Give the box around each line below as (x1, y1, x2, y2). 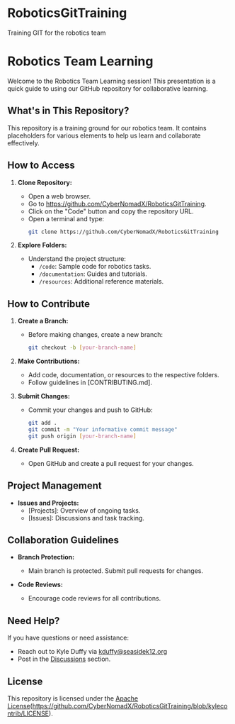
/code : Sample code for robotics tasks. (38, 262, 151, 271)
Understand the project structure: (28, 255, 126, 263)
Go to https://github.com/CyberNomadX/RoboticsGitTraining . (28, 199, 207, 208)
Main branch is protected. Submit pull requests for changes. (28, 567, 204, 575)
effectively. (7, 138, 40, 147)
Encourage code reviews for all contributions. (28, 594, 161, 603)
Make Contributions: (17, 357, 80, 366)
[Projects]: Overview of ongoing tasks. (28, 506, 141, 515)
